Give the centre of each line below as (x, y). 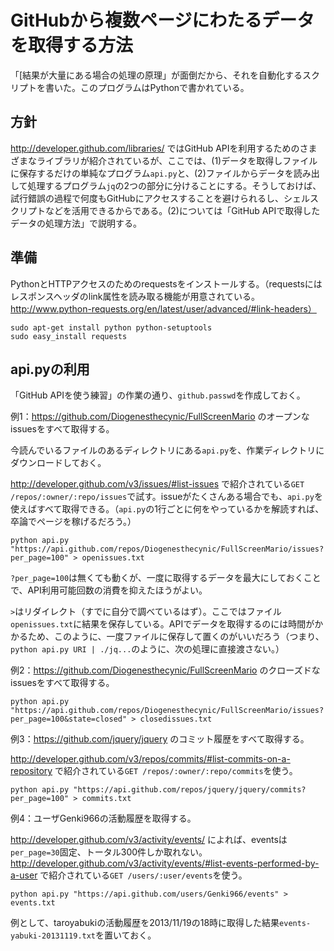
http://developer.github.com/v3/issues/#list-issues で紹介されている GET (157, 484)
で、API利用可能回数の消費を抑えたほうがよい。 (109, 590)
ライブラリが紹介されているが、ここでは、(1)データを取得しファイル (177, 160)
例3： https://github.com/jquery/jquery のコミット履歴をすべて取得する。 (160, 739)
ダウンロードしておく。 (58, 463)
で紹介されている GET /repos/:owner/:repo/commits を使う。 (176, 771)
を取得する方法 (72, 45)
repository (31, 771)
